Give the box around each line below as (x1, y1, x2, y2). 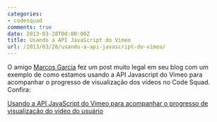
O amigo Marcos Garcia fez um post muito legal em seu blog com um (7, 63, 209, 71)
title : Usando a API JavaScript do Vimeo (7, 37, 131, 44)
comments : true (7, 23, 52, 30)
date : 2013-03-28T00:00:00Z (7, 30, 90, 38)
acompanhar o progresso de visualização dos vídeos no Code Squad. (7, 78, 211, 86)
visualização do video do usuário (7, 107, 104, 115)
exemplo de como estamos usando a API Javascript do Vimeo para (7, 70, 203, 79)
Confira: (7, 86, 31, 94)
